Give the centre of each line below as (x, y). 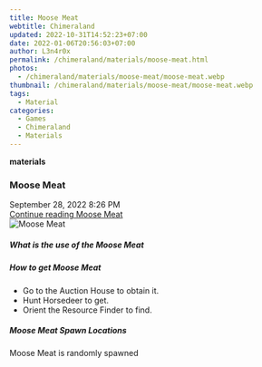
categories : (32, 111)
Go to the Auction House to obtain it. (91, 290)
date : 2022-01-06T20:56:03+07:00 (73, 43)
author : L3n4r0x (40, 52)
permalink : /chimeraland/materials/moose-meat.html (109, 60)
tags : (19, 93)
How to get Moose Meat (55, 267)
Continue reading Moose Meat (66, 215)
